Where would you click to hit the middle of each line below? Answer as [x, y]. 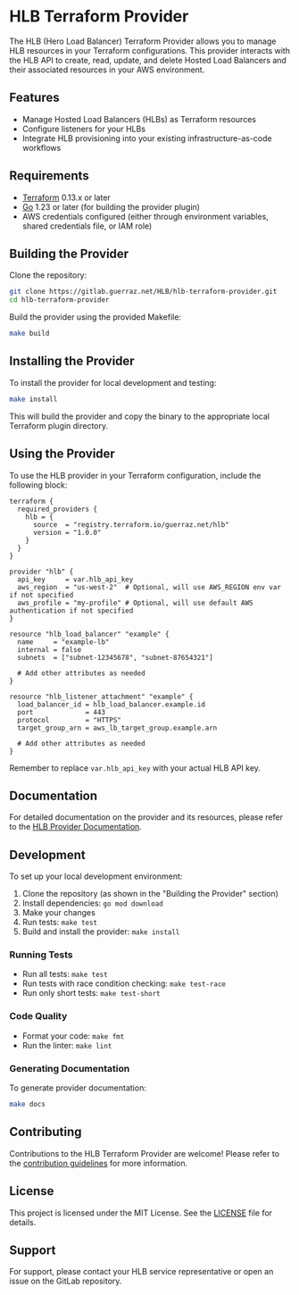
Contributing [46, 1132]
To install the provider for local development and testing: [113, 382]
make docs [28, 1105]
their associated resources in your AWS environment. [107, 70]
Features [34, 98]
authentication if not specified [71, 610]
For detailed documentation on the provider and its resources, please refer [146, 817]
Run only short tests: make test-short [91, 993]
